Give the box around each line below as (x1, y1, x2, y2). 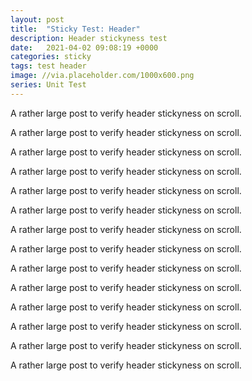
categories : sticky (10, 52, 92, 62)
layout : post (10, 14, 65, 25)
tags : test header (10, 61, 87, 71)
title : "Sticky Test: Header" (10, 24, 141, 34)
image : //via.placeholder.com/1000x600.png (10, 71, 195, 81)
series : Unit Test (10, 80, 87, 90)
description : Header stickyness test (10, 33, 168, 43)
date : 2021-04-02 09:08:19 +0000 (10, 42, 159, 53)
